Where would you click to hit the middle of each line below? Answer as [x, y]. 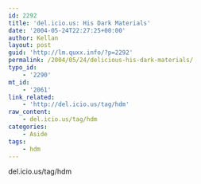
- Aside [35, 134]
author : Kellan [33, 38]
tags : [17, 141]
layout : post [30, 45]
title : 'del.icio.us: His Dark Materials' [79, 23]
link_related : [32, 97]
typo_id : [23, 68]
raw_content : [30, 112]
